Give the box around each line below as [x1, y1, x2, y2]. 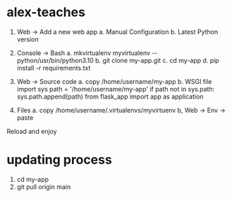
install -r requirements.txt [16, 63, 91, 72]
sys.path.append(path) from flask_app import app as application [16, 92, 204, 101]
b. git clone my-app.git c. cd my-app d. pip [95, 56, 219, 64]
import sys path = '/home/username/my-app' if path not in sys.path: [16, 85, 215, 93]
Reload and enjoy [6, 127, 57, 135]
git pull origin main [16, 182, 71, 191]
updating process [6, 152, 112, 168]
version [16, 35, 39, 43]
